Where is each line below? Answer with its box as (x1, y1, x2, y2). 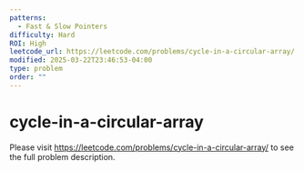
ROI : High (9, 38, 47, 48)
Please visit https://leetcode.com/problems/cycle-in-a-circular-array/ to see (9, 142, 294, 153)
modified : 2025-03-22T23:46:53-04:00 (9, 55, 153, 65)
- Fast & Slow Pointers (17, 22, 107, 31)
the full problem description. (9, 151, 116, 162)
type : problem (9, 65, 64, 74)
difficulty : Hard (9, 30, 76, 39)
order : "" (9, 73, 47, 82)
